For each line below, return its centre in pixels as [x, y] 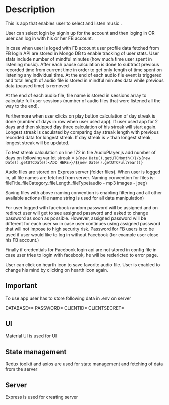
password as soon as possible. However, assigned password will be [76, 218]
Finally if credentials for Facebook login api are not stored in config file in [81, 249]
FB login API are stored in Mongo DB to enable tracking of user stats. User [82, 53]
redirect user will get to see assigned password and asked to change [77, 213]
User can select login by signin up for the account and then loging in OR [80, 33]
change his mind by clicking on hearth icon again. [57, 270]
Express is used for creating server [42, 397]
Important [21, 286]
